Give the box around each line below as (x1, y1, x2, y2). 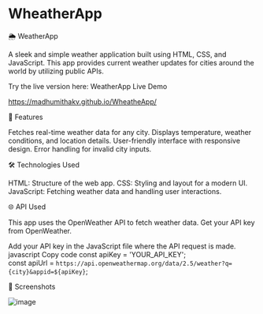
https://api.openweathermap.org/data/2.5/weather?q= (55, 260, 232, 267)
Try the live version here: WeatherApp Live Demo (8, 81, 168, 91)
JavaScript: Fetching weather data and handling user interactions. (8, 186, 222, 196)
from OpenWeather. (8, 226, 72, 235)
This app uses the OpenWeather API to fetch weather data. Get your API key (8, 218, 255, 227)
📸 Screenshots (8, 282, 56, 291)
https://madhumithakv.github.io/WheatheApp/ (8, 96, 157, 107)
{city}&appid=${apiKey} (8, 267, 87, 276)
